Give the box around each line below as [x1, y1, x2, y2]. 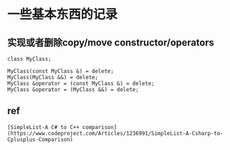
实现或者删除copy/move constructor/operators [7, 36, 215, 48]
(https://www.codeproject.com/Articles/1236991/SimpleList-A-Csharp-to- [7, 130, 224, 137]
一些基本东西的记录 [7, 6, 118, 22]
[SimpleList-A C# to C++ [7, 123, 80, 130]
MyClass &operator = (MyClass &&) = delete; [7, 86, 139, 93]
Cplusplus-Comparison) [7, 136, 73, 143]
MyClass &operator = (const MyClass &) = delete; [7, 80, 155, 87]
